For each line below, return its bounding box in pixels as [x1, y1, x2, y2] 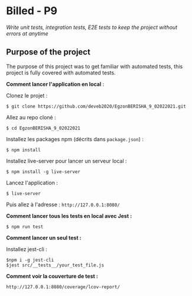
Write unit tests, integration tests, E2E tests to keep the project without [6, 24, 178, 31]
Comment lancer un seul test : [6, 234, 82, 241]
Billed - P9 [6, 4, 58, 18]
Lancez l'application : [6, 179, 58, 186]
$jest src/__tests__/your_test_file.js [6, 262, 105, 268]
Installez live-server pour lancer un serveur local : [6, 157, 127, 164]
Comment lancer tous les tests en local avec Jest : [6, 212, 132, 219]
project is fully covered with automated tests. [6, 69, 116, 76]
